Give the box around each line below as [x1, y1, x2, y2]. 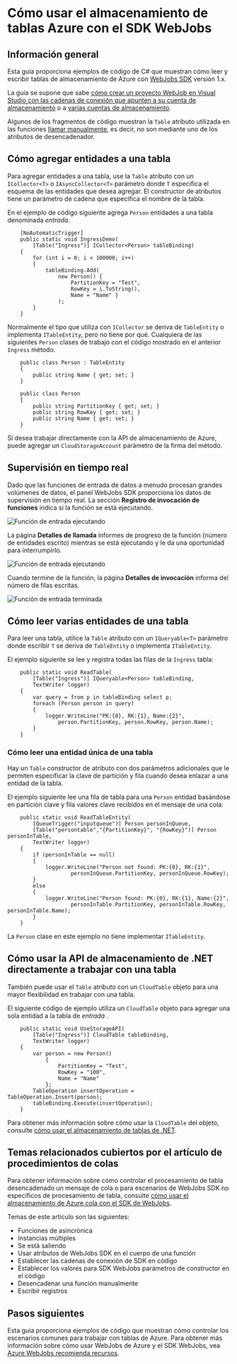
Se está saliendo [17, 1241, 67, 1250]
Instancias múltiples [17, 1234, 76, 1243]
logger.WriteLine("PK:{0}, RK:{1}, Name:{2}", [45, 712, 185, 720]
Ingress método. [7, 345, 56, 354]
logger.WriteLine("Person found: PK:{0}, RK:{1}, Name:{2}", [45, 895, 230, 902]
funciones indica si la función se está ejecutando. [7, 503, 154, 512]
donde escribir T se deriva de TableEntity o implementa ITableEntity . [7, 641, 212, 650]
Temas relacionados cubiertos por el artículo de [7, 1146, 223, 1158]
